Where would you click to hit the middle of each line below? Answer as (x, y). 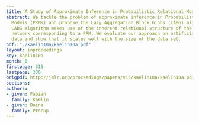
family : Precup (30, 111)
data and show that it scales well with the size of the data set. (97, 39)
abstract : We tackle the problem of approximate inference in (84, 17)
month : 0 (17, 61)
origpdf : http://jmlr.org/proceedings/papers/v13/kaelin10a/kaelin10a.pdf (100, 77)
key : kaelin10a (25, 56)
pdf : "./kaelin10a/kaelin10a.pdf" (49, 45)
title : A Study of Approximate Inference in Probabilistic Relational (95, 12)
